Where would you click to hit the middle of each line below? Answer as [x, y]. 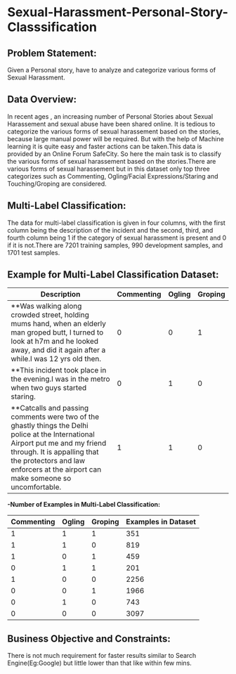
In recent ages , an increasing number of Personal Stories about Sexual [110, 116]
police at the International [53, 434]
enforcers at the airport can [56, 469]
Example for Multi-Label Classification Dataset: [113, 275]
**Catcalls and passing [50, 408]
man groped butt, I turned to [57, 332]
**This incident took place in [59, 370]
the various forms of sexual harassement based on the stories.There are [112, 161]
